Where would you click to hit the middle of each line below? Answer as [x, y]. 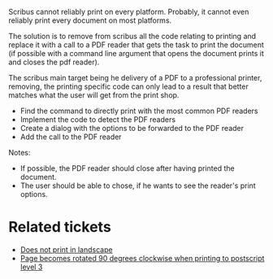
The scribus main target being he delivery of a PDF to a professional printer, [135, 78]
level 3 [31, 267]
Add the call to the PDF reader [71, 137]
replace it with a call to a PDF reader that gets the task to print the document [136, 45]
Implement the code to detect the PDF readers [98, 120]
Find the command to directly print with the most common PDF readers [139, 111]
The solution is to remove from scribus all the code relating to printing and [132, 36]
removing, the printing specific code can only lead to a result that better [129, 86]
